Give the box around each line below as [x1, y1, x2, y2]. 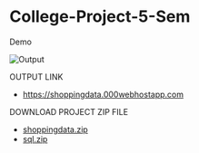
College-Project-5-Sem [9, 6, 191, 27]
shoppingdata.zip [22, 124, 88, 135]
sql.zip [22, 133, 48, 144]
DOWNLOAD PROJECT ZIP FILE [9, 106, 129, 117]
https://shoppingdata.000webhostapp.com [22, 89, 184, 100]
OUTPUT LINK [9, 71, 64, 82]
